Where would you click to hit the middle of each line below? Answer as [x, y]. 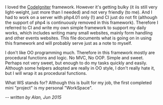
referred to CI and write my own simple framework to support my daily [76, 28]
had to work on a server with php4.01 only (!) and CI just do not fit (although [81, 17]
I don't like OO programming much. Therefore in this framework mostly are [80, 52]
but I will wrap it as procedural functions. [46, 73]
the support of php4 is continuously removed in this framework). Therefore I [82, 22]
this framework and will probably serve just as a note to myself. [69, 43]
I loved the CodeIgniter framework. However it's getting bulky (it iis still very [81, 7]
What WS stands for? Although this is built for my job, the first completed [79, 83]
